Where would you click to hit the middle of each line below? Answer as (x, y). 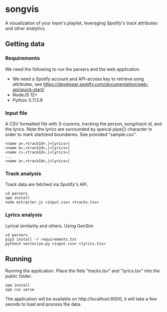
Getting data (25, 44)
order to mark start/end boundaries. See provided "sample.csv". (71, 134)
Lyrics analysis (24, 215)
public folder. (19, 276)
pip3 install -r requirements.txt (41, 239)
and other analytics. (26, 28)
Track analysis (23, 173)
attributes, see (27, 84)
